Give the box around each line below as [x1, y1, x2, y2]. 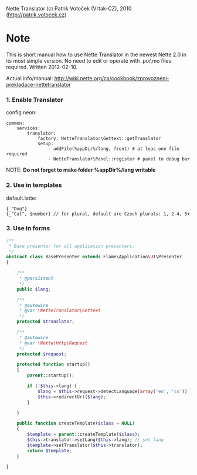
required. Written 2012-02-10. [6, 63, 78, 70]
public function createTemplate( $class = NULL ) [16, 421, 135, 426]
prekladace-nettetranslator [6, 81, 72, 88]
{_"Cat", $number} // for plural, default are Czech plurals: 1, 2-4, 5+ [6, 211, 191, 217]
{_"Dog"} [6, 206, 28, 211]
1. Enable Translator [6, 95, 63, 104]
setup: [37, 141, 54, 147]
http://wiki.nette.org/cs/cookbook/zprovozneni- [54, 74, 169, 81]
